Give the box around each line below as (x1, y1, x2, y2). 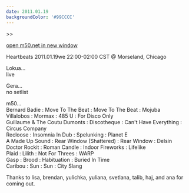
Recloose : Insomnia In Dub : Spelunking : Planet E (6, 131, 128, 138)
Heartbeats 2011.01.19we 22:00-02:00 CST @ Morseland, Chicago (6, 53, 167, 60)
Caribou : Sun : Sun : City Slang (6, 162, 82, 169)
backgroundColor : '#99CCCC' (6, 14, 75, 20)
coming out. (6, 180, 35, 187)
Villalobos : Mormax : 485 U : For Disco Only (6, 112, 114, 119)
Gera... (6, 82, 22, 89)
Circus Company (6, 125, 47, 132)
